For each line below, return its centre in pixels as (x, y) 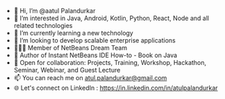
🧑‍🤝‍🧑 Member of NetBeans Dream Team (70, 48)
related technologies (43, 25)
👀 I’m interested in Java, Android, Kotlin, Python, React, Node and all (111, 18)
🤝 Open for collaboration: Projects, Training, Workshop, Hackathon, (110, 62)
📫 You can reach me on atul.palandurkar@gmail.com (90, 78)
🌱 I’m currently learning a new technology (73, 33)
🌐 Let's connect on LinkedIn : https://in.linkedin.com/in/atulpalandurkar (116, 88)
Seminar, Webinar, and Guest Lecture (67, 70)
